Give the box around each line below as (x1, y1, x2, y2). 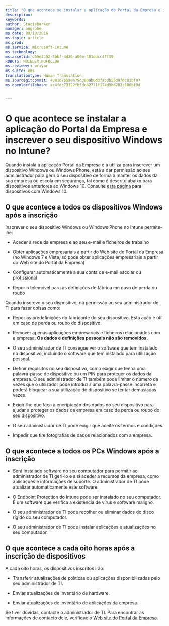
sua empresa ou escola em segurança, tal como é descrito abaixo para (5, 177, 152, 184)
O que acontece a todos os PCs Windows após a (5, 447, 159, 455)
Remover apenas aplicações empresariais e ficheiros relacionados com (12, 330, 160, 336)
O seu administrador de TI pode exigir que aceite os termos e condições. (12, 423, 164, 429)
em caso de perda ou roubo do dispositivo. (12, 320, 102, 326)
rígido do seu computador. (12, 514, 68, 520)
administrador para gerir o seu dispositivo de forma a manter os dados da (5, 172, 158, 178)
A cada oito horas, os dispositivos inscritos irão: (5, 565, 105, 571)
